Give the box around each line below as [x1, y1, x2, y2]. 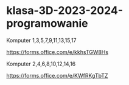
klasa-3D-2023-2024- [6, 4, 124, 18]
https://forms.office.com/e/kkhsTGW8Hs [6, 48, 108, 55]
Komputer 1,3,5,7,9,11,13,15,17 [6, 36, 77, 44]
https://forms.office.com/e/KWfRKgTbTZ [6, 72, 108, 79]
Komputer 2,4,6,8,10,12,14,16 [6, 60, 76, 67]
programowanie [6, 16, 88, 30]
